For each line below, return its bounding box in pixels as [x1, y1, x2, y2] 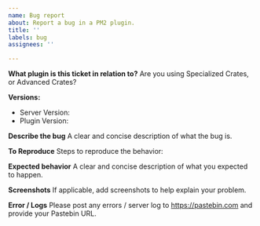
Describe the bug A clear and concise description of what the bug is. [8, 131, 233, 141]
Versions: [8, 93, 41, 102]
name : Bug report [8, 11, 65, 20]
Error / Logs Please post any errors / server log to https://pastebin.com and [8, 201, 253, 210]
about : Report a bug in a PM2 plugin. [8, 19, 135, 27]
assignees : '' [8, 41, 55, 49]
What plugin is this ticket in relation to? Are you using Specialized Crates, [8, 69, 249, 78]
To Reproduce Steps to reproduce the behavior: [8, 147, 163, 156]
